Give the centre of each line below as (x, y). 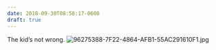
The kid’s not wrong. (36, 39)
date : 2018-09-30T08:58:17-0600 (53, 13)
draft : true (24, 20)
